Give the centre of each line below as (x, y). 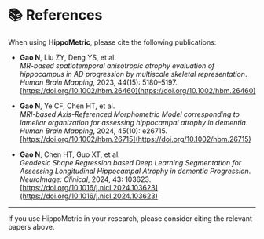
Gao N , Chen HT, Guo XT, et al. (70, 154)
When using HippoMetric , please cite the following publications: (112, 42)
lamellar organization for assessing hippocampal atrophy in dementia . (134, 122)
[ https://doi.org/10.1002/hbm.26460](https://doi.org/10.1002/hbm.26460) (137, 90)
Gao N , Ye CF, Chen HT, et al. (67, 106)
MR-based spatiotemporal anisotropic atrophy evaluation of (117, 65)
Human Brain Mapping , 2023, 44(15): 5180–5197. (99, 82)
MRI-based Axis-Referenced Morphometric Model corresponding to (129, 114)
